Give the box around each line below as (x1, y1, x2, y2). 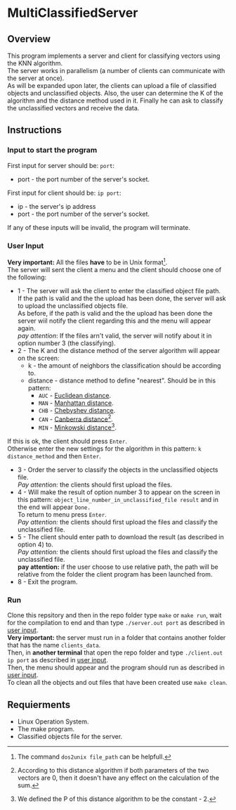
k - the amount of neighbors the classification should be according (27, 361, 221, 370)
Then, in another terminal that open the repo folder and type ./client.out (7, 648, 223, 657)
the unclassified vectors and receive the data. (7, 104, 140, 112)
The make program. (17, 725, 75, 733)
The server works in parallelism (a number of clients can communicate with (7, 67, 225, 75)
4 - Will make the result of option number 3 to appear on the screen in (17, 487, 221, 496)
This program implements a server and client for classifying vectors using (7, 51, 221, 60)
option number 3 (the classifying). (17, 339, 116, 347)
